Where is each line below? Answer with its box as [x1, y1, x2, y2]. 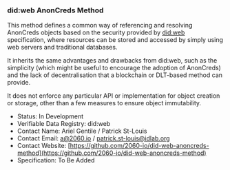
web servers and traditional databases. [7, 43, 118, 52]
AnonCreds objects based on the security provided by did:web [7, 28, 185, 36]
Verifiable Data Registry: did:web [17, 120, 111, 128]
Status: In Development [17, 112, 84, 120]
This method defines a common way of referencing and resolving [7, 21, 193, 30]
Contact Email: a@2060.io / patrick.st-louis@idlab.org [17, 134, 170, 142]
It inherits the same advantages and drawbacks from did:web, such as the [7, 56, 218, 65]
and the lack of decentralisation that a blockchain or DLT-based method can [7, 71, 222, 79]
